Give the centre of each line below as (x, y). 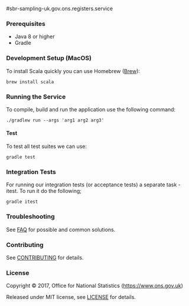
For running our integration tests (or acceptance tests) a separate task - (94, 185)
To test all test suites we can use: (47, 146)
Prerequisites (26, 24)
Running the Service (36, 97)
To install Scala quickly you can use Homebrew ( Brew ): (73, 71)
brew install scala (30, 82)
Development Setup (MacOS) (49, 58)
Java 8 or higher (35, 37)
